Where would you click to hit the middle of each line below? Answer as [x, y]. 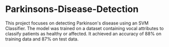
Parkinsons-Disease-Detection [72, 9]
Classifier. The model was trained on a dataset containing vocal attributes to [85, 28]
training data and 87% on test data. [42, 39]
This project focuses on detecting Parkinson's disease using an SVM [77, 23]
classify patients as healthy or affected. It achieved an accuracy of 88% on [83, 33]
